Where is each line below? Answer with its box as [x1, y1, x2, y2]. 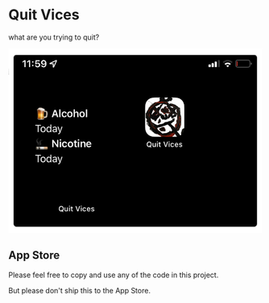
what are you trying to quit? [8, 32, 100, 42]
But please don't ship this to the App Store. [8, 285, 151, 295]
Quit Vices [8, 6, 80, 24]
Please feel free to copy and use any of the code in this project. [8, 270, 219, 280]
